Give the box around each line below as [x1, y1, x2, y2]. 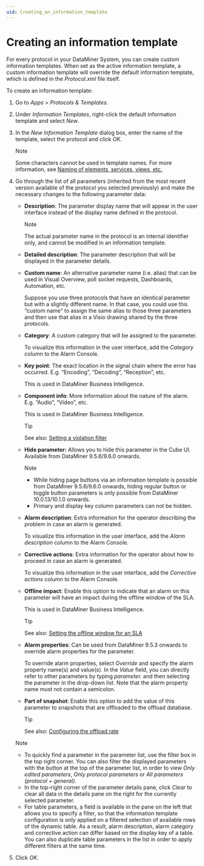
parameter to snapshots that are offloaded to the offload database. [24, 703, 192, 711]
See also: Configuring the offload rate [24, 727, 119, 735]
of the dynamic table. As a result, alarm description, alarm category [24, 823, 194, 830]
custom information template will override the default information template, [6, 68, 194, 76]
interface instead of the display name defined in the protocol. [24, 208, 178, 216]
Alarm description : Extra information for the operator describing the [24, 514, 196, 521]
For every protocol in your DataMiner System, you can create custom [6, 56, 180, 63]
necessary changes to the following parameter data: [15, 190, 147, 197]
